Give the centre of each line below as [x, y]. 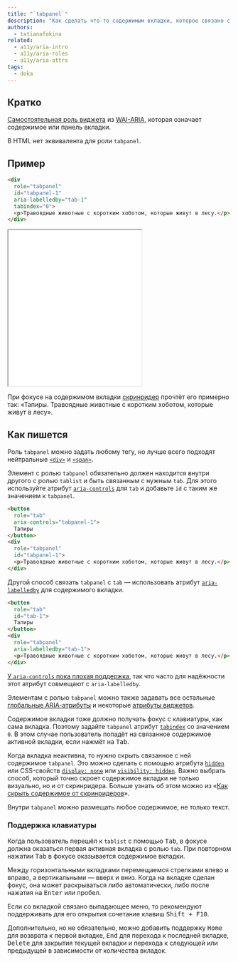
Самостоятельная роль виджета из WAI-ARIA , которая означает [105, 120]
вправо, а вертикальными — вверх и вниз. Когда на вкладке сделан [111, 877]
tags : [15, 67]
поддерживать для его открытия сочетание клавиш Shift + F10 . [108, 914]
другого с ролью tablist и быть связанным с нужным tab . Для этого [112, 481]
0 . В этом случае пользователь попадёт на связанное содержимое [109, 734]
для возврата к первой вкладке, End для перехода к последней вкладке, [118, 935]
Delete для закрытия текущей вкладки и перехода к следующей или [113, 943]
